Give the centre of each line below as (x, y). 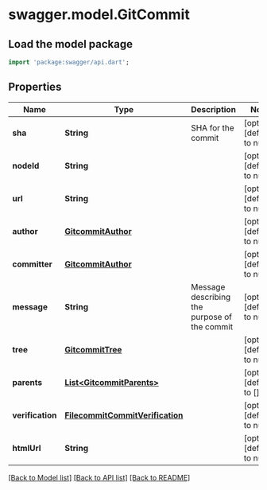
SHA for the (212, 127)
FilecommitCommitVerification (124, 415)
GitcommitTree (93, 349)
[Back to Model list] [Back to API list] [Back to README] (99, 477)
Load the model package (71, 44)
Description (213, 109)
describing (211, 297)
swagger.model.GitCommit (99, 15)
